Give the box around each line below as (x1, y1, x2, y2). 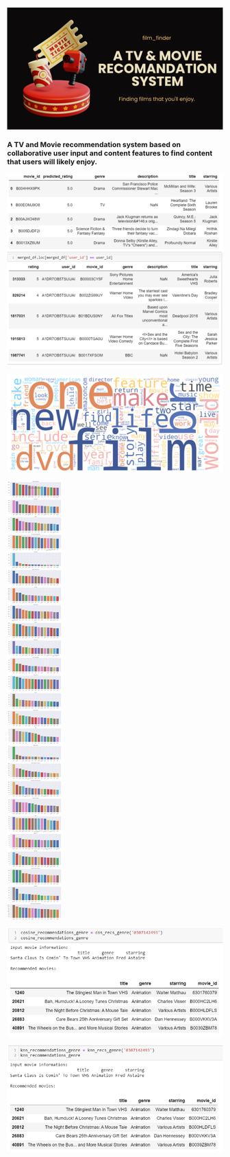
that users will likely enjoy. (7, 157, 98, 167)
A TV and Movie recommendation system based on (7, 140, 181, 150)
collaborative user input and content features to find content (7, 148, 213, 158)
